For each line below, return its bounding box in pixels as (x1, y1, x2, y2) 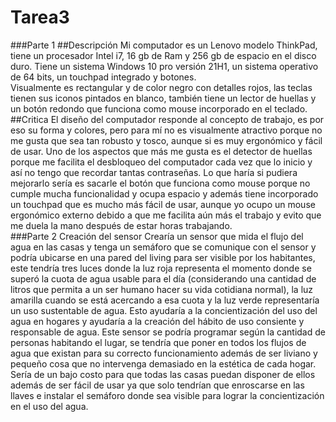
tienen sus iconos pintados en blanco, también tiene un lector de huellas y (10, 92, 317, 104)
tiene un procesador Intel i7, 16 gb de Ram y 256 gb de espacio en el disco (10, 49, 317, 61)
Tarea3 (10, 6, 70, 29)
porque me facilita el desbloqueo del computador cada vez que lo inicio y (10, 156, 313, 168)
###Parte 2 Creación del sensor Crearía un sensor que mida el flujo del (10, 230, 304, 242)
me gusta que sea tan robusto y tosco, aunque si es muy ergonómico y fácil (10, 134, 323, 146)
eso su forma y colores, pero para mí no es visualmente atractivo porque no (10, 124, 323, 136)
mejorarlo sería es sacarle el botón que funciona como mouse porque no (10, 177, 311, 189)
